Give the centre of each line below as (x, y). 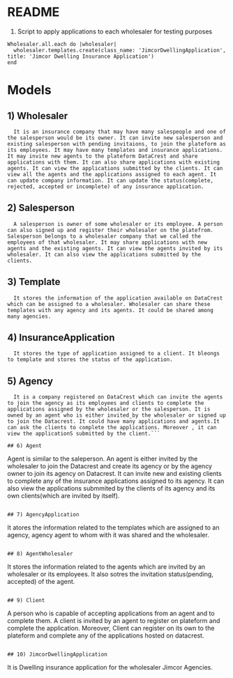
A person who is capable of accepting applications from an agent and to (111, 613)
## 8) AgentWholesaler (40, 554)
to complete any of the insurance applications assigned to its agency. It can (116, 481)
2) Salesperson (41, 208)
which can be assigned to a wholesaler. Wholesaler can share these (109, 304)
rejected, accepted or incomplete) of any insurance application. (106, 186)
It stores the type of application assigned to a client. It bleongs (116, 354)
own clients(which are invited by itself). (63, 496)
